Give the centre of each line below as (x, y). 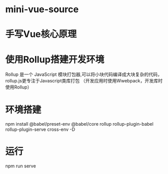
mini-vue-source (42, 9)
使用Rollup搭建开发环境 (55, 59)
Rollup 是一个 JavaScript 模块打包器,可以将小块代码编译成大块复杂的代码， (84, 74)
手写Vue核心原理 (41, 34)
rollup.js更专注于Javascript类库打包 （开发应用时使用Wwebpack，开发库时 (84, 81)
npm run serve (21, 166)
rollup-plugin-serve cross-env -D (40, 129)
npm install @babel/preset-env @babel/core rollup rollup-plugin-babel (79, 124)
